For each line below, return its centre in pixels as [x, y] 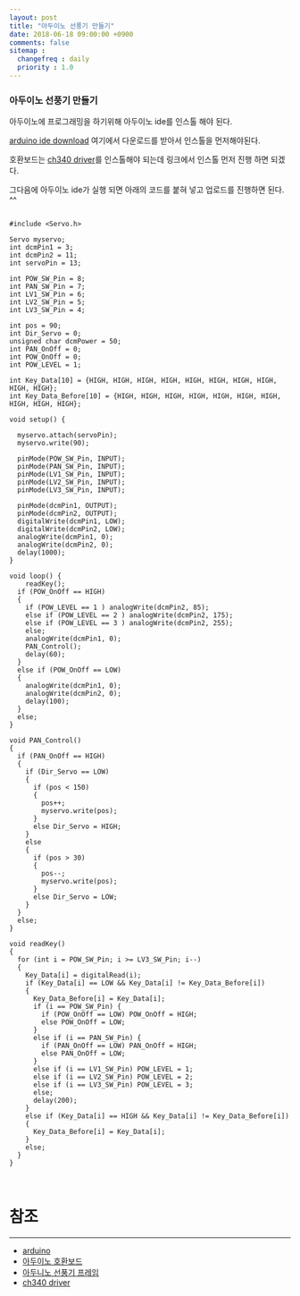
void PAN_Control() [46, 741]
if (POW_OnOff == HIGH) [61, 592]
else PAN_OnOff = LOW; [83, 1054]
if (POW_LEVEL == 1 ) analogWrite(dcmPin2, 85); [117, 608]
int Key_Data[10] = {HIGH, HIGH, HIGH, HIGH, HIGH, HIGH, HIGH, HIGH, [143, 381]
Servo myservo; [37, 240]
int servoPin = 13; [46, 263]
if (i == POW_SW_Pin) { [77, 1007]
